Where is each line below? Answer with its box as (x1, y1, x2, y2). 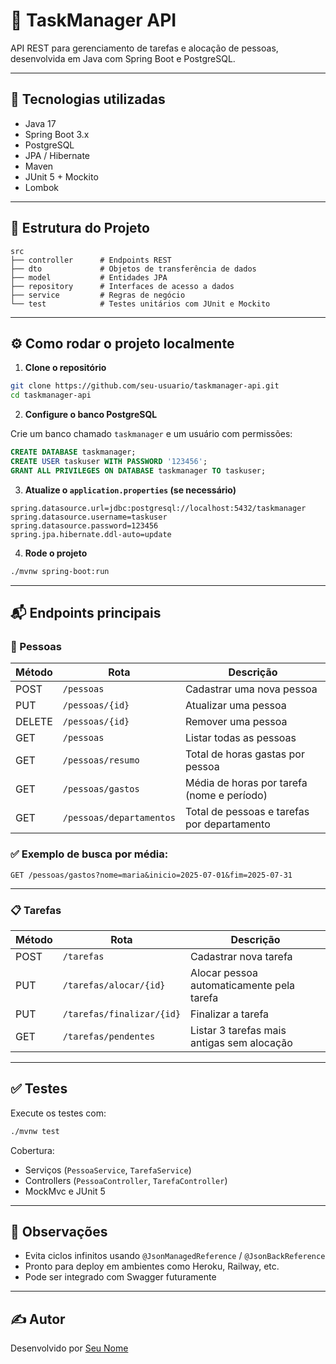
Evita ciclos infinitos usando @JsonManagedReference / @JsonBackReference (24, 1250, 326, 1262)
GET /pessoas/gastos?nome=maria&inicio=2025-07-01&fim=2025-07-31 (10, 870, 293, 880)
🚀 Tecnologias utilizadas (10, 91, 166, 108)
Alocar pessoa (190, 965, 258, 979)
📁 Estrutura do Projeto (10, 220, 150, 237)
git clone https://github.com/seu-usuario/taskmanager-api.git (10, 381, 280, 391)
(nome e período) (184, 789, 268, 803)
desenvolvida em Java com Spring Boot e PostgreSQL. (10, 52, 236, 64)
